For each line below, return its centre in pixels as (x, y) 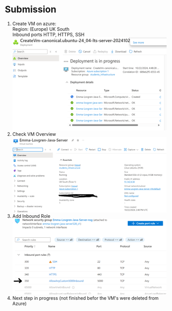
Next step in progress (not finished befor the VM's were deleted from (85, 298)
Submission (31, 9)
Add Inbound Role (31, 216)
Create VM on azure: (34, 24)
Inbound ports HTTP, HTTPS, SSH (48, 34)
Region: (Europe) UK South (41, 29)
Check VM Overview (34, 134)
